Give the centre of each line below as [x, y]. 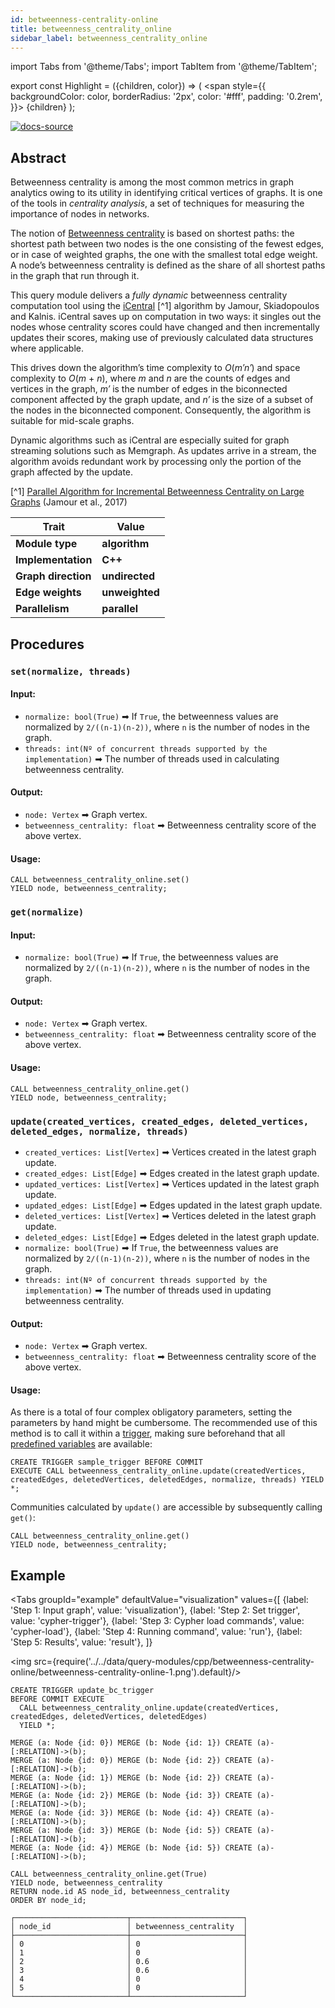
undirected [128, 576]
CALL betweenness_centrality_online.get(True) [109, 1874]
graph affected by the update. [72, 472]
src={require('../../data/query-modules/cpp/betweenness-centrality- [174, 1662]
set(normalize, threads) [71, 671]
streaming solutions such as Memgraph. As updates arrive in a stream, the [163, 451]
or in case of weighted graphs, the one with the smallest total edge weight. [164, 255]
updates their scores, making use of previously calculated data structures [162, 338]
